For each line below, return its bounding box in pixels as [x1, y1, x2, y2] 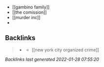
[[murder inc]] [12, 15, 41, 20]
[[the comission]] [12, 9, 47, 15]
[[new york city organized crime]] [31, 46, 99, 53]
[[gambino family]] [12, 4, 50, 10]
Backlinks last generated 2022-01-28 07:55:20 [5, 56, 99, 62]
